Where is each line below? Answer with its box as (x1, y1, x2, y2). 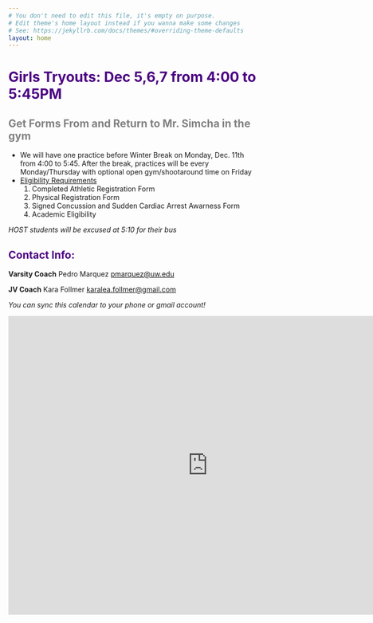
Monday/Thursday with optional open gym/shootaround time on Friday (19, 167, 253, 177)
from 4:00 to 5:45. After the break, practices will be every (19, 159, 210, 168)
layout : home (8, 33, 52, 42)
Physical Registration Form (31, 193, 120, 202)
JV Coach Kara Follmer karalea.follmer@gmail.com (8, 284, 177, 295)
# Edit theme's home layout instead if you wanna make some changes (8, 19, 241, 27)
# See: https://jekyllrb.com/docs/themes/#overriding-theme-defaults (8, 26, 245, 34)
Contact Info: (8, 248, 76, 261)
